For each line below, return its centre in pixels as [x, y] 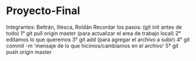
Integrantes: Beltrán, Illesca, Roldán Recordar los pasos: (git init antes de [94, 27]
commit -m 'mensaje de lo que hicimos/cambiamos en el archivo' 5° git [92, 46]
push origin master [29, 52]
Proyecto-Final [43, 11]
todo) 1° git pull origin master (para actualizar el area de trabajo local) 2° [94, 33]
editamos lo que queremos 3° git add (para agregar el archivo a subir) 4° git [98, 39]
